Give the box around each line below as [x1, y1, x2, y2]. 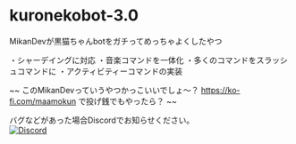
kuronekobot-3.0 [9, 5, 139, 26]
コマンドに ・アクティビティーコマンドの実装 [16, 66, 183, 76]
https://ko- [200, 84, 241, 95]
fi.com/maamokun [9, 95, 77, 107]
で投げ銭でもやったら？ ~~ [78, 95, 177, 107]
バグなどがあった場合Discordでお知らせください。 [9, 115, 195, 125]
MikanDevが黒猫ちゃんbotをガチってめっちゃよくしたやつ [9, 36, 223, 46]
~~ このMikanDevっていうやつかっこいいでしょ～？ [9, 84, 199, 95]
